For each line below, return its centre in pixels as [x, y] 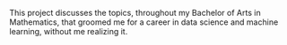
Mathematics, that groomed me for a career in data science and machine [144, 22]
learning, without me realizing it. [69, 31]
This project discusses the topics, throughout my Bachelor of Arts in [135, 13]
